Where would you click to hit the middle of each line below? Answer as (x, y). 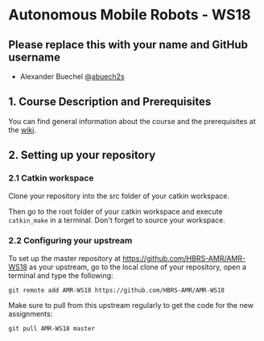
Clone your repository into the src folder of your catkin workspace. (119, 196)
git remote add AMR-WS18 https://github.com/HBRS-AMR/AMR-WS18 (117, 290)
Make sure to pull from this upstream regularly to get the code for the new (131, 305)
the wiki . (22, 130)
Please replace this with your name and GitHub (128, 45)
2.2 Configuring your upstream (70, 241)
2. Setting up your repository (82, 155)
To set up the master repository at (64, 258)
